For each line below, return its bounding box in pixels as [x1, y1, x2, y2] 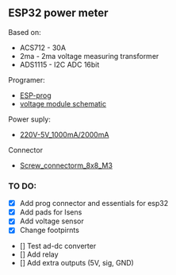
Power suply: [8, 114, 52, 124]
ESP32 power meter [8, 6, 109, 20]
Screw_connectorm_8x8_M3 [19, 161, 113, 170]
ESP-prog [19, 91, 52, 100]
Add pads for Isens [19, 207, 82, 217]
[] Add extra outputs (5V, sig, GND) [19, 258, 135, 268]
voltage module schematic [19, 99, 107, 108]
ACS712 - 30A [19, 43, 66, 52]
